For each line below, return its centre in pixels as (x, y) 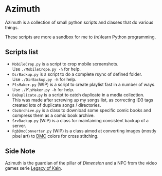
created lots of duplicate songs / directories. (56, 105)
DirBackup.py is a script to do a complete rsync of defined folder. (77, 74)
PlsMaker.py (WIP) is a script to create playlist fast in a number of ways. (84, 84)
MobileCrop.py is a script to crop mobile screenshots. (65, 64)
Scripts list (22, 52)
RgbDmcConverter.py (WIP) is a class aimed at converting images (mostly (84, 131)
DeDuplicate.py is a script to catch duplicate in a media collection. (78, 95)
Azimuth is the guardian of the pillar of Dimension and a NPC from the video (81, 163)
